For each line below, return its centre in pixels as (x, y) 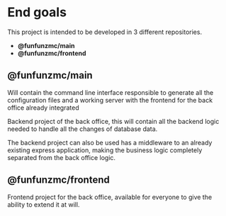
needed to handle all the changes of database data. (83, 129)
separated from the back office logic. (61, 157)
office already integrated (43, 108)
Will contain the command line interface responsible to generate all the (111, 92)
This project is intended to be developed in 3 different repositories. (105, 32)
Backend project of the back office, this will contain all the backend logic (113, 121)
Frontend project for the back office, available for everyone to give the (110, 197)
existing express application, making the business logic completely (105, 150)
